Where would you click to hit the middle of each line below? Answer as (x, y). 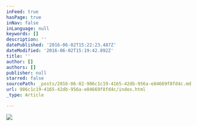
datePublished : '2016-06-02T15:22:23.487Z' (61, 45)
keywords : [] (22, 34)
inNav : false (22, 23)
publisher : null (26, 73)
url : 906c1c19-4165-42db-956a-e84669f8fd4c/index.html (76, 90)
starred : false (25, 78)
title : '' (19, 56)
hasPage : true (24, 17)
